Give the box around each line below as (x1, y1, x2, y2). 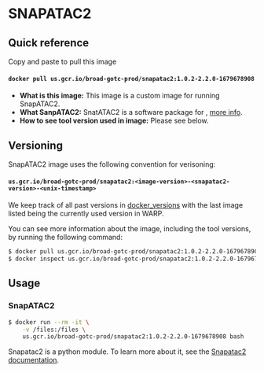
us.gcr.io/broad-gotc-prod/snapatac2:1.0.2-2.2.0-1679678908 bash (22, 333, 244, 341)
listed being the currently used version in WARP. (8, 209, 164, 219)
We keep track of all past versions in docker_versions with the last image (8, 201, 244, 210)
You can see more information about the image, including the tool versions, (8, 224, 251, 234)
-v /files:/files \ (22, 326, 86, 333)
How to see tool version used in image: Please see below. (19, 116, 210, 126)
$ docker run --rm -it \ (8, 318, 90, 326)
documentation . (8, 355, 60, 365)
